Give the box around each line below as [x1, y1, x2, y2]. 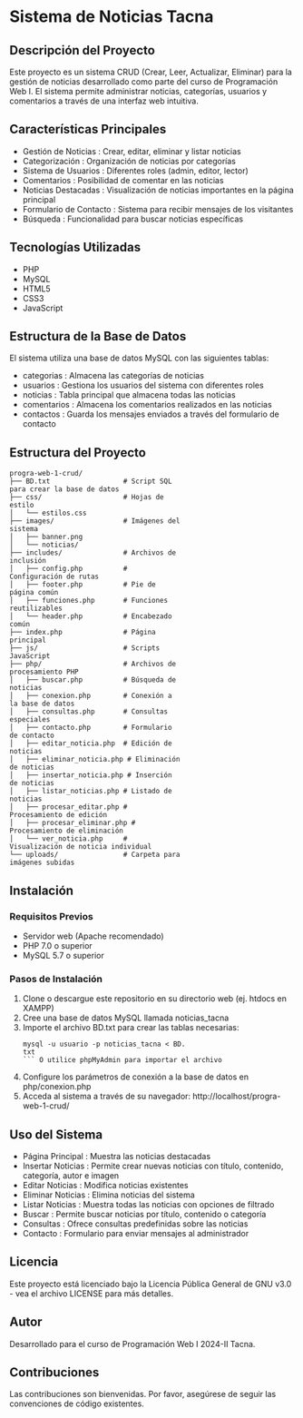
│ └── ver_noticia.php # [9, 834, 128, 843]
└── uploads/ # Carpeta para [9, 851, 181, 860]
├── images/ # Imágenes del [9, 517, 181, 526]
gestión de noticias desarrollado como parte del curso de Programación [9, 76, 279, 87]
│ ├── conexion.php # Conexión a [9, 692, 172, 701]
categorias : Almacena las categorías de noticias [22, 370, 204, 381]
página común [9, 588, 59, 597]
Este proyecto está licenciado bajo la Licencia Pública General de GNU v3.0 [9, 1278, 292, 1289]
